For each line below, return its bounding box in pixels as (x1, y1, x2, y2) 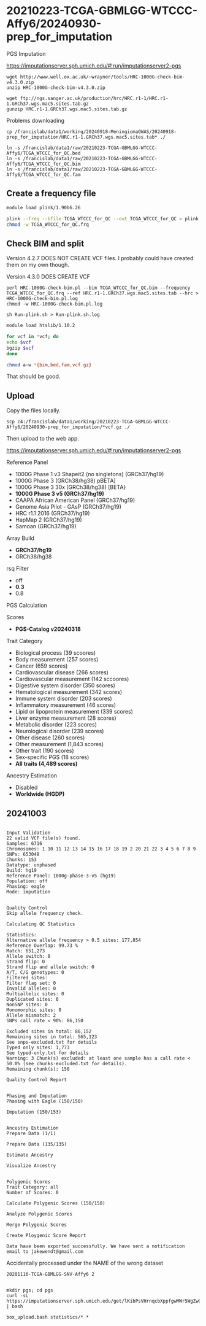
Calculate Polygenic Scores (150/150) (6, 1200, 105, 1206)
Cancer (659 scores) (15, 662, 68, 669)
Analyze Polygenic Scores (6, 1211, 72, 1217)
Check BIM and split (6, 238, 85, 249)
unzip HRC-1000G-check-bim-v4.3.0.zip (6, 84, 105, 91)
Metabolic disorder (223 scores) (15, 721, 97, 728)
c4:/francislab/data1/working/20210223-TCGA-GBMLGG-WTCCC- (17, 418, 172, 425)
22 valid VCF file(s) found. (6, 835, 81, 841)
